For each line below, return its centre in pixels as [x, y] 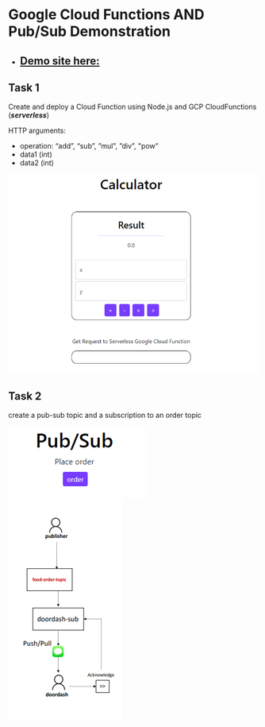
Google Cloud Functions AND [106, 15]
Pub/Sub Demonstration [89, 31]
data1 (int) [36, 155]
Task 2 [25, 396]
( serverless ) [29, 115]
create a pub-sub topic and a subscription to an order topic [105, 416]
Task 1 [24, 88]
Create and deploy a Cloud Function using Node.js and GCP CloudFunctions [132, 107]
